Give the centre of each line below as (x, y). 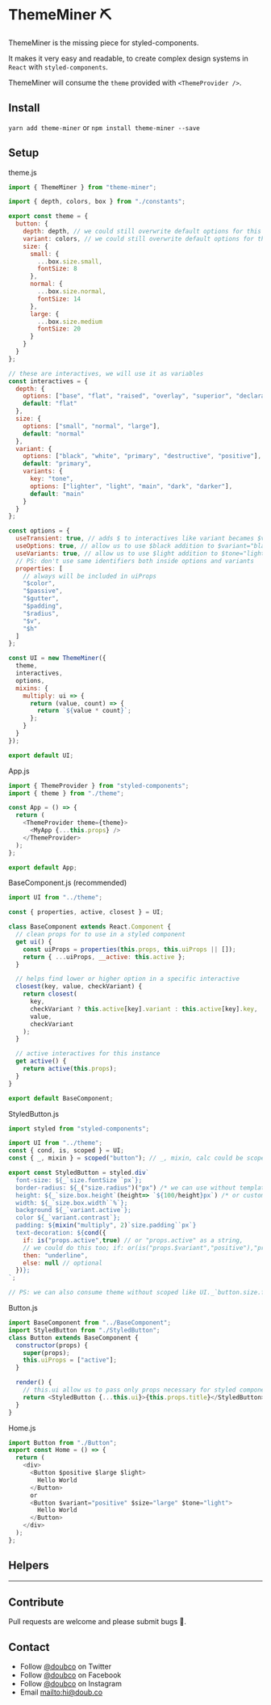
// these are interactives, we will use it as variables (106, 373)
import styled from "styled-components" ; (79, 1128)
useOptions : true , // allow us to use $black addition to (115, 546)
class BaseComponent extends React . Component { (90, 927)
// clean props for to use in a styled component (100, 935)
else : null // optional (63, 1263)
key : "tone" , (52, 479)
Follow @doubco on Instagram (71, 1684)
